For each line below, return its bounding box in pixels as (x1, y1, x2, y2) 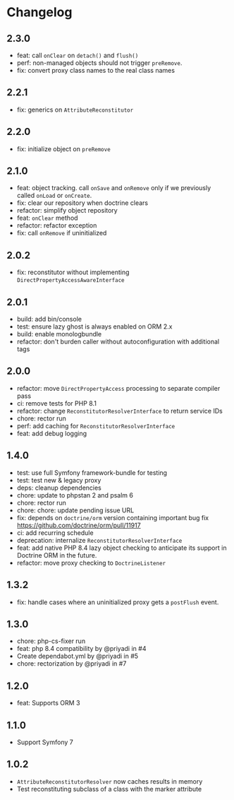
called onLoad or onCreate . (16, 192, 92, 200)
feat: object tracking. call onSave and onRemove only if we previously (16, 184, 211, 192)
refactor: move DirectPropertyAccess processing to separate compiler (16, 384, 221, 392)
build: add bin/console (16, 315, 82, 324)
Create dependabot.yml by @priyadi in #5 (16, 652, 139, 661)
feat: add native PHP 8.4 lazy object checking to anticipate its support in (16, 543, 227, 552)
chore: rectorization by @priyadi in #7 (16, 659, 127, 668)
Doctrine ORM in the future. (16, 551, 97, 559)
